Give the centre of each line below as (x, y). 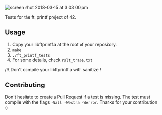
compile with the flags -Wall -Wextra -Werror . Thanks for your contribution (81, 102)
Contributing (25, 85)
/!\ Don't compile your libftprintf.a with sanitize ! (53, 69)
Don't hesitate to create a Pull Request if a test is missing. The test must (78, 97)
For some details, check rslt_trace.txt (52, 60)
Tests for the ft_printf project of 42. (40, 17)
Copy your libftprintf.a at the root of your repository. (64, 44)
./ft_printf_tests (31, 55)
